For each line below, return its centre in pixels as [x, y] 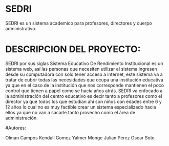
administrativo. [21, 28]
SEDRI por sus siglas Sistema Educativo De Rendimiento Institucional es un [84, 63]
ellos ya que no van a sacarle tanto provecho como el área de [70, 112]
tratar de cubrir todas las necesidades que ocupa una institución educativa [84, 79]
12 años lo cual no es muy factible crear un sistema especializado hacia [81, 107]
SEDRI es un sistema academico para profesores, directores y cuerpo [79, 23]
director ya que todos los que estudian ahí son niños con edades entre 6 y [84, 101]
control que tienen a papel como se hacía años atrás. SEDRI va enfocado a [84, 91]
